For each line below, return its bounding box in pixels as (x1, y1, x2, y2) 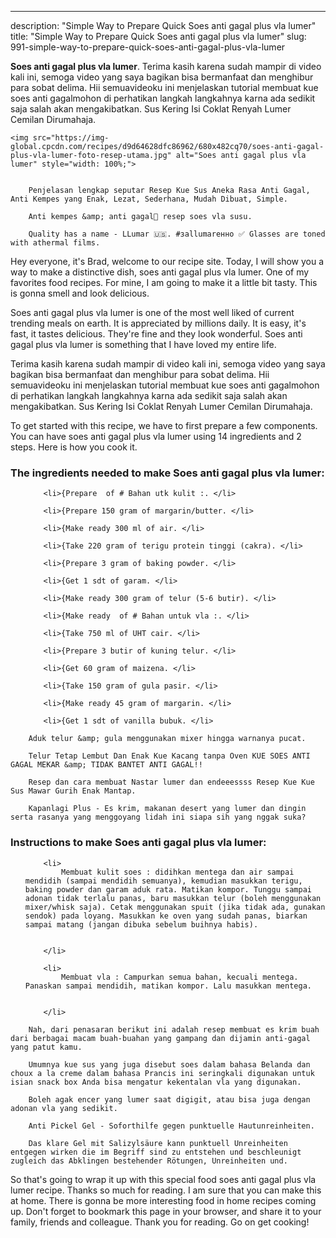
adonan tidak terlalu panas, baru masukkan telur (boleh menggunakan (24, 893, 322, 903)
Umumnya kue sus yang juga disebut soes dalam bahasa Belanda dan (28, 1059, 311, 1070)
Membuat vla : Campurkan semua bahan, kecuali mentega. (61, 972, 299, 982)
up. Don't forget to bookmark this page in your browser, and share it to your (10, 1205, 322, 1217)
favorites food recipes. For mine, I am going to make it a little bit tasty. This (10, 277, 318, 288)
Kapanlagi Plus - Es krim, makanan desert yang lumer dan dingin (28, 804, 307, 814)
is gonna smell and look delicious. (10, 287, 150, 299)
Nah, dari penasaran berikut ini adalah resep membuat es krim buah (28, 1024, 320, 1035)
